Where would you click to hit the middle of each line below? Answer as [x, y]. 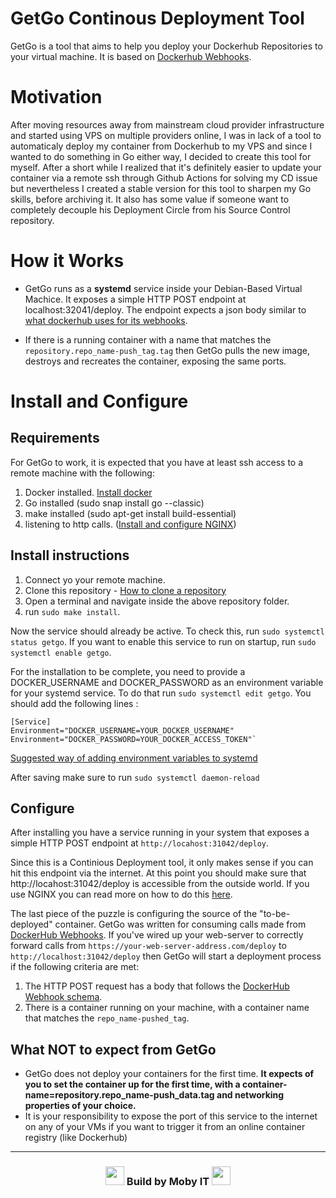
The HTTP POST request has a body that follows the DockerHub [157, 986]
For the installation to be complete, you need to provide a [128, 671]
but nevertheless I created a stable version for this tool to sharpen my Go [161, 188]
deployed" [31, 924]
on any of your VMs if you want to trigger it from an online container [165, 1127]
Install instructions [70, 555]
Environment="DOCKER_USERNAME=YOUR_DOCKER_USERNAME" [122, 730]
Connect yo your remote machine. [95, 579]
